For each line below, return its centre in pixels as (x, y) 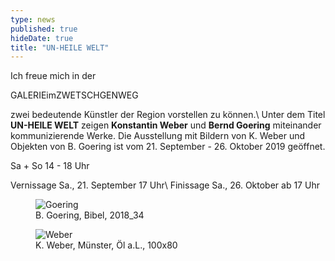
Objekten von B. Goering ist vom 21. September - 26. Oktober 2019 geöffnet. (168, 147)
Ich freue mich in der (53, 76)
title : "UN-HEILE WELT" (60, 47)
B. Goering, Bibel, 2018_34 (90, 215)
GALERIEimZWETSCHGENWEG (74, 95)
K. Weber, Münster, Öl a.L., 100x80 (106, 245)
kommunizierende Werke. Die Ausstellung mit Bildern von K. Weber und (158, 136)
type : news (33, 19)
